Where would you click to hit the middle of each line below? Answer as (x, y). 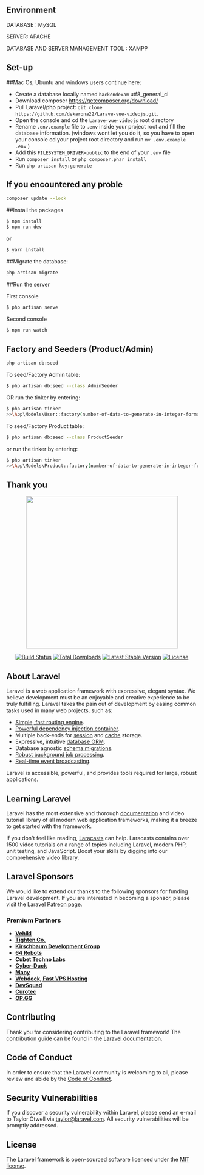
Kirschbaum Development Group (57, 946)
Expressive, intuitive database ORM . (60, 742)
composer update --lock (36, 198)
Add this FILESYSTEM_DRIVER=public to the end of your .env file (93, 152)
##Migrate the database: (37, 261)
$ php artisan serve (32, 307)
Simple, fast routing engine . (49, 723)
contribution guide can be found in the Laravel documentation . (84, 1038)
